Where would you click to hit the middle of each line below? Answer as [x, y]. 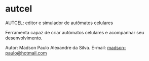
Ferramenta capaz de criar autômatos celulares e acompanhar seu [75, 32]
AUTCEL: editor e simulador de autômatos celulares [59, 23]
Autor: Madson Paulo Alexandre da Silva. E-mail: [56, 47]
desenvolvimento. [24, 38]
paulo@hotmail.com [26, 53]
